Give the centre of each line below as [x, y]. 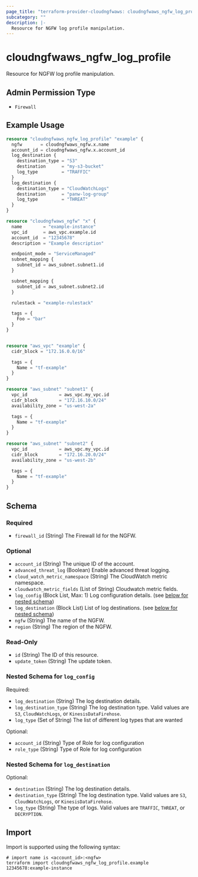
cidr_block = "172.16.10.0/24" [59, 400]
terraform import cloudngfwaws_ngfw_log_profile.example [77, 863]
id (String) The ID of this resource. [57, 655]
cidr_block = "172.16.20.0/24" [59, 454]
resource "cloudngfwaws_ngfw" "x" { [51, 221]
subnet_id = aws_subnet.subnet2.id [60, 287]
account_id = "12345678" [43, 237]
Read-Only [22, 642]
